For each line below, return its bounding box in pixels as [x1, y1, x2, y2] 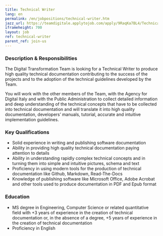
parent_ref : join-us [5, 39, 47, 44]
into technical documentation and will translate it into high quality [5, 107, 135, 112]
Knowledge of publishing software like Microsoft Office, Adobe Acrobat [12, 176, 155, 182]
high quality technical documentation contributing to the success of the [5, 71, 148, 77]
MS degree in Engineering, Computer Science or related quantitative [12, 204, 149, 210]
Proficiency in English [12, 225, 56, 231]
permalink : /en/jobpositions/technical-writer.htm [5, 16, 110, 21]
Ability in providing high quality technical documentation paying [12, 145, 140, 151]
